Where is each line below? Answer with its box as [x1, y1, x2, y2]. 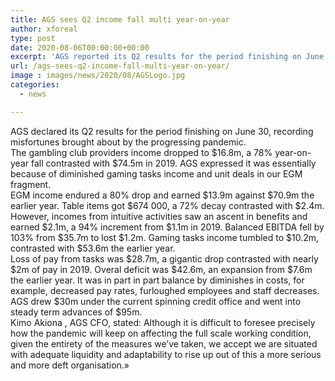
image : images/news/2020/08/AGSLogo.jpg [10, 71, 186, 81]
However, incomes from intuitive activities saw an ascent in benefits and [10, 210, 308, 222]
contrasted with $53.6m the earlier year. [10, 242, 176, 254]
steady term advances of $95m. [10, 306, 143, 318]
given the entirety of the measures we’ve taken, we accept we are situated [10, 337, 318, 350]
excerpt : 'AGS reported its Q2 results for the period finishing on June [10, 52, 325, 62]
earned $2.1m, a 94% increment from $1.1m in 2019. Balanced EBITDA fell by [10, 221, 325, 233]
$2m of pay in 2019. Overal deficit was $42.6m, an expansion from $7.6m [10, 263, 313, 275]
